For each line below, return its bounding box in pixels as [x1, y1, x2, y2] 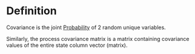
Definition [6, 4, 57, 18]
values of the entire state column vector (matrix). [6, 42, 128, 49]
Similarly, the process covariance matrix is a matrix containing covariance [6, 35, 190, 42]
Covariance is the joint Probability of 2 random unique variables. [6, 24, 166, 31]
